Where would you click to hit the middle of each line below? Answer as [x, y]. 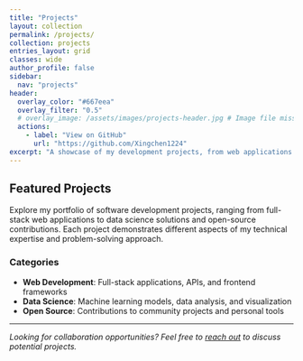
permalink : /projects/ [52, 34]
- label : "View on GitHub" [76, 135]
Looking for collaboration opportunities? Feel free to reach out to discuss [145, 337]
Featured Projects [60, 189]
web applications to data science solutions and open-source [144, 220]
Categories [34, 263]
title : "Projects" [44, 18]
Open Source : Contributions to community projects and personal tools [153, 310]
